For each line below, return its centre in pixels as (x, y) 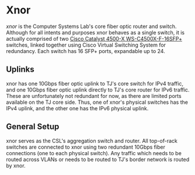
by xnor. (16, 165)
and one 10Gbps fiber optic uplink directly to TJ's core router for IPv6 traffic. (98, 90)
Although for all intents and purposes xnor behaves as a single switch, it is (95, 32)
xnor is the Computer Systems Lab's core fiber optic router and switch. (91, 26)
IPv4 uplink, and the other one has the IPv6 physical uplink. (77, 108)
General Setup (33, 127)
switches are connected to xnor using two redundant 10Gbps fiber (86, 147)
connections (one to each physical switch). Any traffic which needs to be (94, 153)
